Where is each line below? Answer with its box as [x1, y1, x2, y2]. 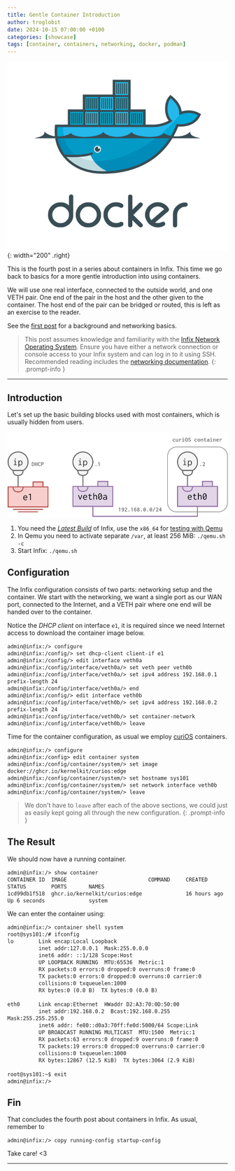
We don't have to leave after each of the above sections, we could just [24, 801, 228, 809]
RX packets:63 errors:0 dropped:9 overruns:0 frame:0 [38, 1036, 199, 1043]
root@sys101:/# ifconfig [7, 931, 80, 938]
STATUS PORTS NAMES [7, 883, 105, 890]
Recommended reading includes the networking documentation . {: [24, 358, 216, 366]
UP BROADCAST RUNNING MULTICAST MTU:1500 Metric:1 [38, 1029, 196, 1036]
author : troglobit [7, 18, 61, 26]
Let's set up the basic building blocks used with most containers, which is [7, 410, 220, 419]
